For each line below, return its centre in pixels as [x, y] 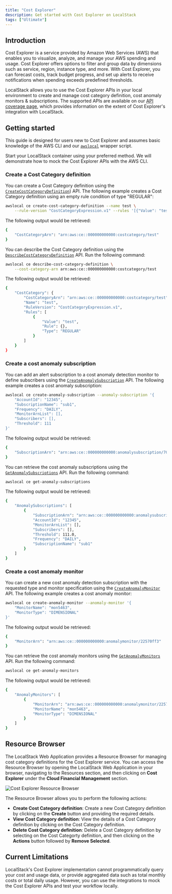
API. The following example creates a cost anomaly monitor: [69, 594]
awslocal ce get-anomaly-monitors [42, 671]
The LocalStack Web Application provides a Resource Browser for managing [86, 756]
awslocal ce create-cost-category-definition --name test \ [71, 206]
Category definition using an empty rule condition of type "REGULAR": [80, 197]
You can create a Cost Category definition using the [60, 186]
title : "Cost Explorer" [31, 10]
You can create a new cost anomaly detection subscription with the [76, 583]
